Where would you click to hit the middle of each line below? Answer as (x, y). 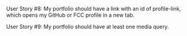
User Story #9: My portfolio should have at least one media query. (88, 27)
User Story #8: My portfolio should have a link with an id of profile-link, (94, 9)
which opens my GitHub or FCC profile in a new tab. (70, 15)
